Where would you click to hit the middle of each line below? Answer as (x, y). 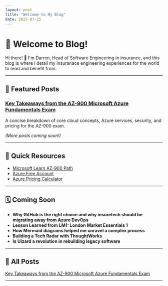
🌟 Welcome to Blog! (46, 44)
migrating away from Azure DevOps (50, 220)
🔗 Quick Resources (35, 156)
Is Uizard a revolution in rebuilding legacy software (66, 241)
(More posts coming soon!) (33, 135)
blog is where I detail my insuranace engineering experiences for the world (82, 63)
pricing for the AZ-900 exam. (35, 126)
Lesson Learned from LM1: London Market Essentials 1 (70, 225)
